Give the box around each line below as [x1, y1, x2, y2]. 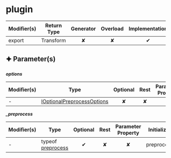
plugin [6, 4, 33, 15]
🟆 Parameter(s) [6, 55, 56, 64]
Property [117, 129, 140, 136]
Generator [71, 25, 96, 32]
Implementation [128, 25, 168, 32]
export [8, 37, 24, 44]
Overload [100, 25, 124, 32]
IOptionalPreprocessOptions [41, 98, 109, 105]
